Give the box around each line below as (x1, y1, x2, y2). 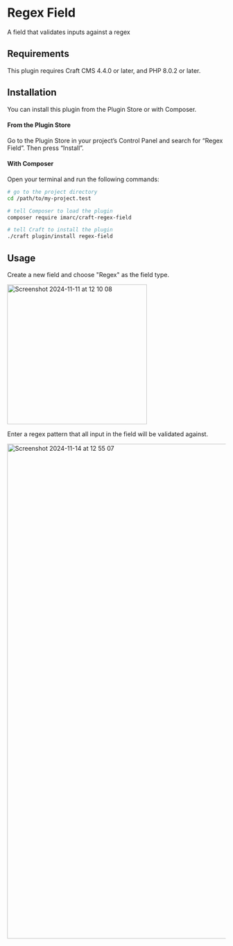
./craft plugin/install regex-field (7, 233, 113, 240)
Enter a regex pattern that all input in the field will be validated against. (7, 430, 209, 438)
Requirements (7, 48, 69, 60)
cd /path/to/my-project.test (7, 194, 92, 202)
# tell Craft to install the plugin (7, 226, 113, 233)
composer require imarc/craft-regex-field (7, 214, 132, 221)
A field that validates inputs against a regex (7, 28, 130, 36)
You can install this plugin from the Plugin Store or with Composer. (7, 105, 197, 113)
